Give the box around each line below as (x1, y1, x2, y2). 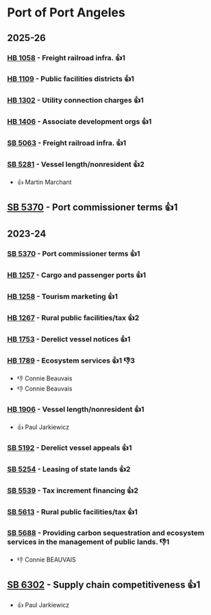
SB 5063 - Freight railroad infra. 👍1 (7, 138, 127, 148)
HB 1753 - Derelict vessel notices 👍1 (7, 334, 131, 343)
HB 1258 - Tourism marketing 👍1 (7, 292, 118, 302)
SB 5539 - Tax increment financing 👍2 (7, 486, 138, 495)
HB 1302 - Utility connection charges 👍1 (7, 96, 144, 105)
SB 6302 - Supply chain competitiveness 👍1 (7, 579, 201, 590)
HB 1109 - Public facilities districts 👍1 (7, 74, 135, 83)
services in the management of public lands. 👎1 (7, 537, 170, 547)
